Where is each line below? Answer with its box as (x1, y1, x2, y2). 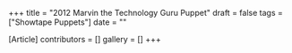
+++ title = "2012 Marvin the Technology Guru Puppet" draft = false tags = (8, 8, 283, 18)
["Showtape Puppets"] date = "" (8, 17, 127, 27)
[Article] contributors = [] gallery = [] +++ (8, 34, 162, 44)
